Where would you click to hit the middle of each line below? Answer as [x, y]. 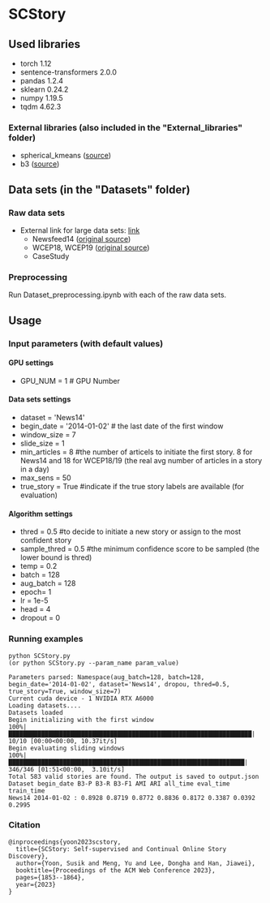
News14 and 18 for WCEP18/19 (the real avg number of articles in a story [141, 460]
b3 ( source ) [40, 164]
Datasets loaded [36, 712]
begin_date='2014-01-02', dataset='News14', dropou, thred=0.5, [119, 684]
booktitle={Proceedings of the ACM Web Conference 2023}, [116, 870]
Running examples [46, 639]
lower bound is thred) [56, 557]
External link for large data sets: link [80, 230]
